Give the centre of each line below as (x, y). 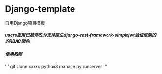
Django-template (40, 9)
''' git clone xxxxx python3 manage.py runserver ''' (56, 67)
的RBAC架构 (18, 41)
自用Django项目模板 (25, 23)
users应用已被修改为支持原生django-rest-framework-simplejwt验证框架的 (81, 35)
